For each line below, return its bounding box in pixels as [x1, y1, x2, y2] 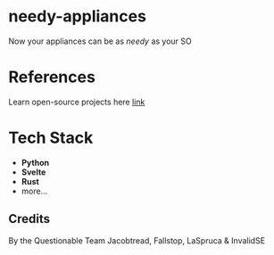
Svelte [21, 167, 46, 177]
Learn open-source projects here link [8, 96, 145, 107]
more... [21, 185, 48, 196]
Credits [8, 211, 51, 226]
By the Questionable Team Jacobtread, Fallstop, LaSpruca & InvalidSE [8, 234, 265, 246]
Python [21, 157, 50, 168]
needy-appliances [8, 6, 146, 27]
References [8, 67, 95, 87]
